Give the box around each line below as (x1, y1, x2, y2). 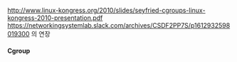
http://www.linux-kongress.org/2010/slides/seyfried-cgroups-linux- (7, 6, 206, 14)
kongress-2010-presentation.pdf (7, 14, 103, 22)
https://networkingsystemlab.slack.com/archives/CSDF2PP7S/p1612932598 (7, 21, 231, 29)
